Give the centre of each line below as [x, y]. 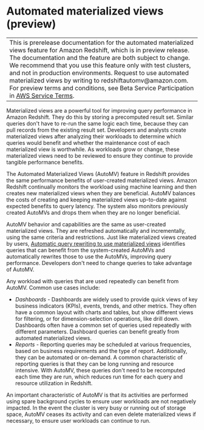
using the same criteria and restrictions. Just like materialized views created [101, 237]
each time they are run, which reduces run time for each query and [99, 377]
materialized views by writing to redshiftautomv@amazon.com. [99, 80]
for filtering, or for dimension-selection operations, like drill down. [97, 318]
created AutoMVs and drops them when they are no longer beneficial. [93, 212]
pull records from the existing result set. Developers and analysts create [96, 130]
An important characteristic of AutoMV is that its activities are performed [97, 395]
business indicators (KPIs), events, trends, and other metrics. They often [106, 306]
